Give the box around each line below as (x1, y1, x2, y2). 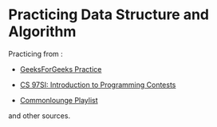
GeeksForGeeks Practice (19, 64, 102, 73)
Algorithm (8, 22, 77, 41)
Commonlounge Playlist (19, 95, 98, 105)
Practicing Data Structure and (8, 6, 210, 24)
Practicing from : (8, 49, 64, 58)
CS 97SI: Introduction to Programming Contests (19, 80, 176, 89)
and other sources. (8, 110, 70, 121)
